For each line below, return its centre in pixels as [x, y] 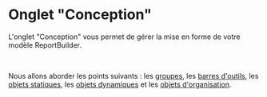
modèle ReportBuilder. [45, 45]
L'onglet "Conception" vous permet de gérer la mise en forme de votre [124, 37]
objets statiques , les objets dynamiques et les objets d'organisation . [120, 84]
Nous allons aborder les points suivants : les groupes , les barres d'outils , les [133, 76]
